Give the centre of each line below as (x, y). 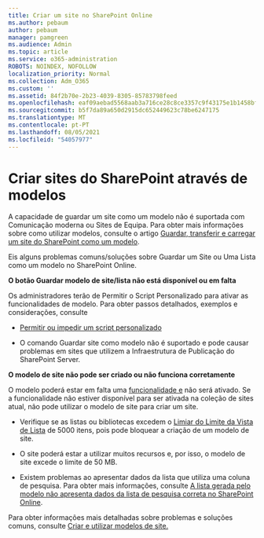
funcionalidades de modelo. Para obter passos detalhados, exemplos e (123, 304)
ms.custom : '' (31, 88)
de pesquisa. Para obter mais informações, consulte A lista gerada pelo (135, 486)
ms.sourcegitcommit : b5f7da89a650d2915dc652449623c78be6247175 (114, 111)
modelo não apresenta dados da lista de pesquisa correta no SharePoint (136, 494)
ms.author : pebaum (38, 23)
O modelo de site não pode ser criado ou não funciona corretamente (122, 375)
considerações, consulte (48, 313)
